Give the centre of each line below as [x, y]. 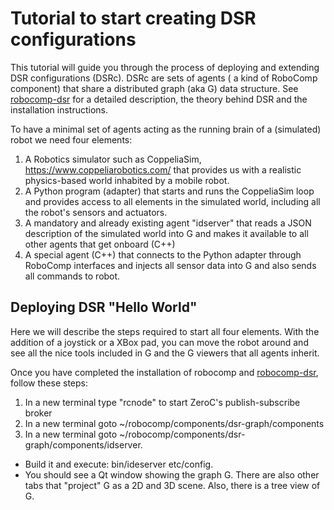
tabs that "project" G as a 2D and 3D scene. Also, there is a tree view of [172, 485]
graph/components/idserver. [83, 444]
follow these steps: [49, 383]
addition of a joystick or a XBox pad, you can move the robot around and [159, 342]
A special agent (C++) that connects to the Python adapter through [163, 254]
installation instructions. [59, 109]
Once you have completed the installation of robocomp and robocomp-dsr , [164, 372]
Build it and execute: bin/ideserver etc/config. [119, 464]
